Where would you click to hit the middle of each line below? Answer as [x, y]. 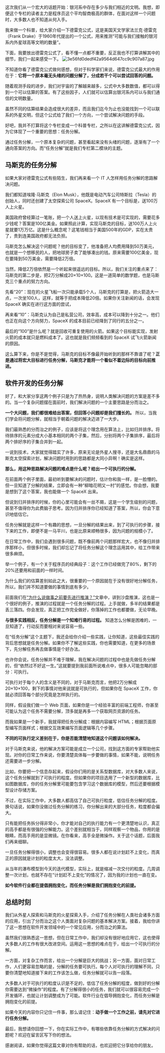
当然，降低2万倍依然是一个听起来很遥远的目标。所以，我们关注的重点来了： [82, 269]
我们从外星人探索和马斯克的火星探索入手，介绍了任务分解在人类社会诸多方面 [82, 915]
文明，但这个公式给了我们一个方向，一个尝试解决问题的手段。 [84, 115]
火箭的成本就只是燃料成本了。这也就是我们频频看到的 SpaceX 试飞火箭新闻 [81, 337]
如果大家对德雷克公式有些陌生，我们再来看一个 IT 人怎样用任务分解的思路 [79, 178]
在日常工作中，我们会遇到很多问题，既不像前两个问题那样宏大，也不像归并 [80, 541]
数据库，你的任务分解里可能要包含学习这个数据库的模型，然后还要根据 [84, 784]
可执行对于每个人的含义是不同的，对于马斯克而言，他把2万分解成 [71, 682]
